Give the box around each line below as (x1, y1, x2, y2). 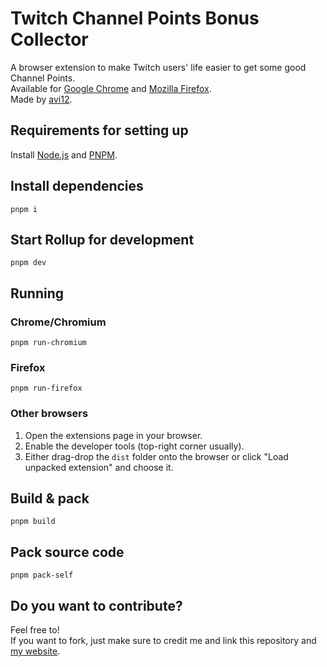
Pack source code (10, 543, 125, 561)
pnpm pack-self (10, 570, 74, 581)
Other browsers (10, 407, 89, 421)
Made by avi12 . (10, 93, 73, 105)
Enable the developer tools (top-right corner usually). (24, 440, 245, 452)
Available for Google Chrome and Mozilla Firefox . (10, 82, 212, 94)
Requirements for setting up (10, 122, 189, 139)
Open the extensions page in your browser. (24, 429, 203, 441)
